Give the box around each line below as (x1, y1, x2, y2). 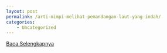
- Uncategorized (16, 24, 57, 31)
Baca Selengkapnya (6, 40, 54, 47)
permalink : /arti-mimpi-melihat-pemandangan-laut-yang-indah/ (6, 14, 161, 20)
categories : (6, 19, 35, 25)
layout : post (6, 8, 38, 14)
